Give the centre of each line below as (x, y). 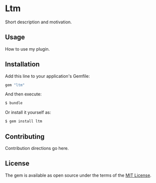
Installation (22, 64)
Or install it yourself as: (28, 112)
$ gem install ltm (24, 121)
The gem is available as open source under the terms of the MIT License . (78, 175)
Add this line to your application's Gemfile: (47, 76)
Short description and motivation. (38, 22)
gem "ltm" (15, 85)
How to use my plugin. (27, 49)
